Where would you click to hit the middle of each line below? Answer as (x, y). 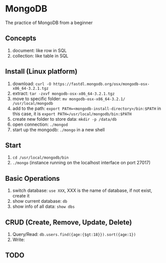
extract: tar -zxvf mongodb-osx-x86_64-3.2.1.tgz (63, 93)
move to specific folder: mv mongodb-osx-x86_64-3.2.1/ (69, 99)
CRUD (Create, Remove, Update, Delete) (69, 222)
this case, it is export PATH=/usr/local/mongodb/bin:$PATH (72, 114)
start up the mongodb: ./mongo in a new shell (58, 129)
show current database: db (40, 201)
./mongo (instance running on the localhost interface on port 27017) (81, 163)
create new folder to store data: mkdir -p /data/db (64, 119)
